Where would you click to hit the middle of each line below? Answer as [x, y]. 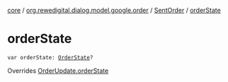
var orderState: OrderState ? [50, 57]
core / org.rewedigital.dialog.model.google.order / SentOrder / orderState [114, 10]
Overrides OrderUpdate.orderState [58, 71]
